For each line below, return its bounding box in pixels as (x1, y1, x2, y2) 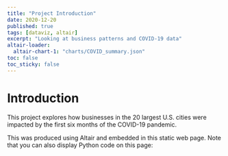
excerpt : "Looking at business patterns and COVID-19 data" (7, 36, 183, 42)
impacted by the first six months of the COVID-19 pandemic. (7, 120, 177, 129)
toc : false (7, 55, 38, 62)
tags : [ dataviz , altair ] (7, 29, 78, 36)
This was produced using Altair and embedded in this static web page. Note (7, 133, 221, 142)
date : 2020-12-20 (7, 16, 57, 23)
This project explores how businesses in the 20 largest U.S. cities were (7, 113, 207, 121)
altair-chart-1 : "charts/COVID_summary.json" (13, 49, 146, 55)
